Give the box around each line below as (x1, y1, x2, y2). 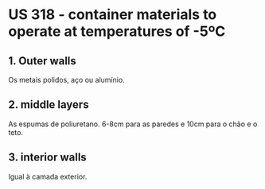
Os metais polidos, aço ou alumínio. (8, 75, 125, 84)
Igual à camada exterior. (8, 172, 88, 181)
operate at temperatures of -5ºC (8, 22, 226, 40)
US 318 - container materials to (8, 6, 217, 24)
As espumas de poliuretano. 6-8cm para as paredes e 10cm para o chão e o (8, 119, 258, 129)
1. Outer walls (8, 54, 77, 67)
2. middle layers (8, 98, 89, 112)
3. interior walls (8, 151, 88, 164)
